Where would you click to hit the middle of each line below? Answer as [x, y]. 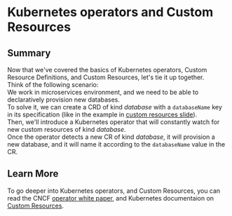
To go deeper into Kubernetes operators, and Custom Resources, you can [114, 191]
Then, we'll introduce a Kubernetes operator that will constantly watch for [114, 122]
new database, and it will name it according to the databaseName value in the [116, 144]
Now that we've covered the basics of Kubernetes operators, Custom [107, 70]
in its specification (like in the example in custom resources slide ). [102, 114]
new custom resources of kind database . [67, 129]
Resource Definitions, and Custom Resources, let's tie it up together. [106, 77]
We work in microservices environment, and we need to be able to [103, 92]
